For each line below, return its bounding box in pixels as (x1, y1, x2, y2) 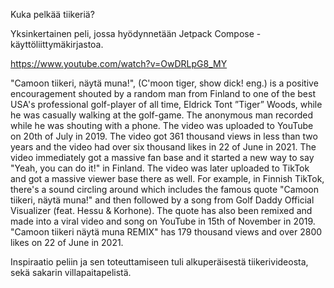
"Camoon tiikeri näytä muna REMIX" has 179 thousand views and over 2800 (10, 226, 323, 238)
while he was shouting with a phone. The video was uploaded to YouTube (10, 120, 314, 131)
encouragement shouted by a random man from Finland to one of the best (10, 88, 316, 99)
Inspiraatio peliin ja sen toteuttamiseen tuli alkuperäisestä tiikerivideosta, (10, 256, 309, 268)
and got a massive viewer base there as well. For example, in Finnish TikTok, (10, 173, 325, 184)
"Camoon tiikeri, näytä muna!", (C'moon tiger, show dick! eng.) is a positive (10, 77, 319, 89)
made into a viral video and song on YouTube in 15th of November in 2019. (10, 215, 316, 227)
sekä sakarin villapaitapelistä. (10, 267, 132, 278)
